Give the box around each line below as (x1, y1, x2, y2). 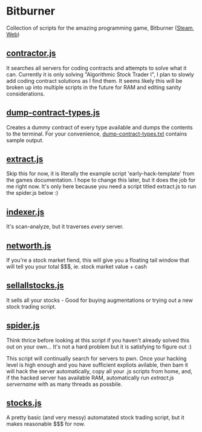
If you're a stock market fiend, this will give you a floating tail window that (6, 257, 189, 264)
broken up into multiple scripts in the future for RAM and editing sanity (6, 83, 181, 91)
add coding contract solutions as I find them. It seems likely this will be (6, 77, 183, 84)
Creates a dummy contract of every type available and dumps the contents (6, 123, 193, 131)
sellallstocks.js (6, 280, 65, 291)
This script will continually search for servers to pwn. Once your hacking (6, 355, 187, 362)
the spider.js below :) (6, 189, 59, 197)
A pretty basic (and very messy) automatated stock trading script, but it (6, 414, 184, 421)
